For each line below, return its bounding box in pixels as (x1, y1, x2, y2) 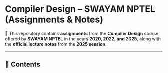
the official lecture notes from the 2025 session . (5, 41, 107, 47)
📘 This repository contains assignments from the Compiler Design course (5, 30, 159, 36)
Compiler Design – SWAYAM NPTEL (5, 3, 156, 15)
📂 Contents (5, 60, 41, 69)
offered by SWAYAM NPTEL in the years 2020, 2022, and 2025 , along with (5, 36, 161, 42)
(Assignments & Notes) (5, 14, 104, 25)
